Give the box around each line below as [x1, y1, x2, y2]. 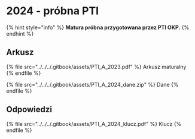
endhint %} [6, 30, 34, 37]
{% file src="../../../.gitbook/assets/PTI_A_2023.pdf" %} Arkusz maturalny [6, 63, 187, 70]
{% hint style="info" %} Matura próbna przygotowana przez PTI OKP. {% [6, 24, 190, 31]
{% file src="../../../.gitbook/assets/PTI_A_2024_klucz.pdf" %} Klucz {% [6, 120, 182, 127]
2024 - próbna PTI [6, 4, 99, 18]
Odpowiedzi [6, 105, 53, 115]
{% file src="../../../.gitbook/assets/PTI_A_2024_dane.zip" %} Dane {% [6, 81, 179, 88]
